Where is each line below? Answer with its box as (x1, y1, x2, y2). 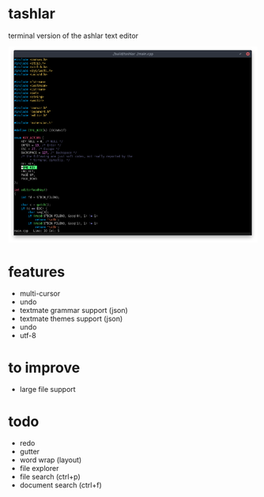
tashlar (8, 5, 56, 23)
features (8, 262, 66, 281)
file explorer (19, 464, 59, 473)
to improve (8, 359, 81, 376)
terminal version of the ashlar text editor (8, 31, 139, 40)
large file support (19, 385, 77, 394)
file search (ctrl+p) (19, 472, 81, 482)
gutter (19, 447, 40, 457)
